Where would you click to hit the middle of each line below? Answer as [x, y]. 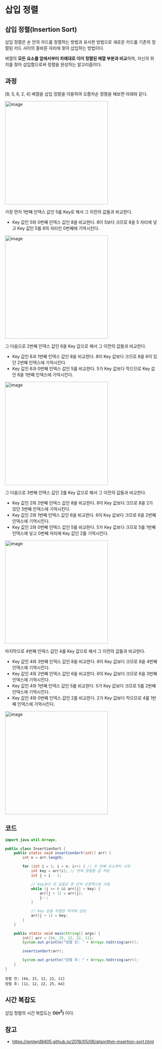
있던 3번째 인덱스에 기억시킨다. [41, 509]
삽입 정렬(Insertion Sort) [41, 29]
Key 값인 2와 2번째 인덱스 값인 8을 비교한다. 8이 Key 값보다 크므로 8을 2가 [82, 503]
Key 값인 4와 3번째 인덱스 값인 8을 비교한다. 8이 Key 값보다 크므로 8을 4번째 [84, 661]
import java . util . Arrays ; [31, 840]
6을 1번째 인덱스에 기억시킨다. [45, 374]
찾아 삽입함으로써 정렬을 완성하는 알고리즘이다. [58, 64]
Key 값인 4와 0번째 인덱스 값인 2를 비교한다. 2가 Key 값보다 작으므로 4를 [81, 698]
